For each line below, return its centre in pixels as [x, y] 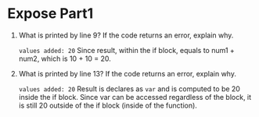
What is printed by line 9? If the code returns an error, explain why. [126, 35]
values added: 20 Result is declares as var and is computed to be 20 [129, 89]
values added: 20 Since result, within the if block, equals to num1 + [127, 50]
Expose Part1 [50, 14]
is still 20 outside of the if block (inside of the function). [108, 105]
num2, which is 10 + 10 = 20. [65, 58]
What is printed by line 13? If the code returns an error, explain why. [127, 73]
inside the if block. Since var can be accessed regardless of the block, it [135, 97]
